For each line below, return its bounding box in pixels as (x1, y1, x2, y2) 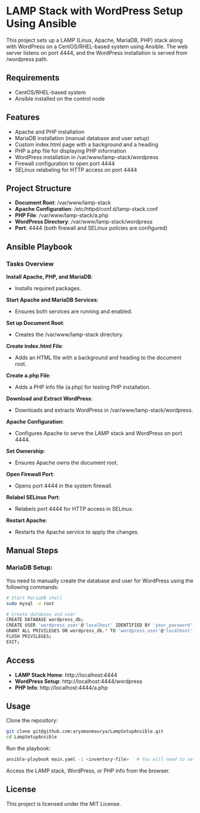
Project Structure (6, 183, 71, 193)
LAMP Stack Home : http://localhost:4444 (14, 671, 118, 678)
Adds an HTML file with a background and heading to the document (14, 354, 182, 361)
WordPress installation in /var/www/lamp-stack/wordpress (14, 153, 159, 160)
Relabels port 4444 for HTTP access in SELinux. (14, 505, 134, 513)
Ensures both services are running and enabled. (14, 308, 133, 315)
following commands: (6, 583, 59, 591)
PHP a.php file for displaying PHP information (14, 147, 127, 154)
